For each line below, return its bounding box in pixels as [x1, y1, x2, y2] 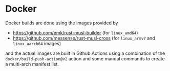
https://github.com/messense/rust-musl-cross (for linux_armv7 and [12, 35, 155, 41]
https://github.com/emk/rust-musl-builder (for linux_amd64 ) [12, 29, 138, 35]
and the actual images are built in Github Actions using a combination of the [5, 50, 165, 56]
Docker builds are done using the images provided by [5, 20, 118, 26]
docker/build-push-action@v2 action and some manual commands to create [5, 55, 165, 61]
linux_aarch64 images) [12, 40, 61, 46]
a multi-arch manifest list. [5, 61, 59, 67]
